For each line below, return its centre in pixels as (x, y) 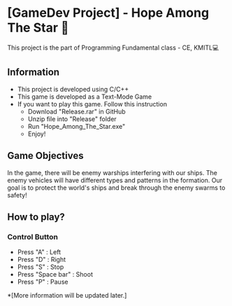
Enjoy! (37, 134)
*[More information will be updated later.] (67, 295)
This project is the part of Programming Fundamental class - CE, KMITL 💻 (113, 48)
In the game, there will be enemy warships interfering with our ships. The (113, 172)
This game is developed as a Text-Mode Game (85, 97)
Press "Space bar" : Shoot (55, 274)
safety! (17, 195)
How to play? (36, 217)
